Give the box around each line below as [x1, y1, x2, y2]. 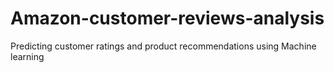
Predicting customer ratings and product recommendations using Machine [10, 40, 317, 52]
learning [10, 50, 45, 62]
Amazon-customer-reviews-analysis [10, 7, 325, 30]
